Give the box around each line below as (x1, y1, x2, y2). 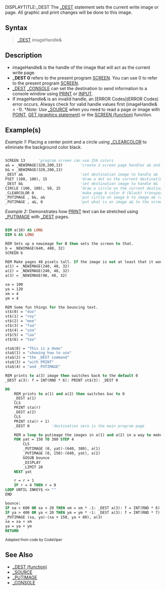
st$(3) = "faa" (5, 323, 37, 328)
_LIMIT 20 (23, 464, 43, 469)
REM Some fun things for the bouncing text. (5, 305, 98, 310)
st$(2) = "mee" (5, 318, 37, 323)
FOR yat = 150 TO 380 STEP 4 (14, 437, 74, 442)
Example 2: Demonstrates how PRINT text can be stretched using (5, 209, 138, 215)
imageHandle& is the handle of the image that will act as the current (12, 64, 151, 70)
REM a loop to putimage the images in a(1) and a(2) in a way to (14, 432, 152, 437)
